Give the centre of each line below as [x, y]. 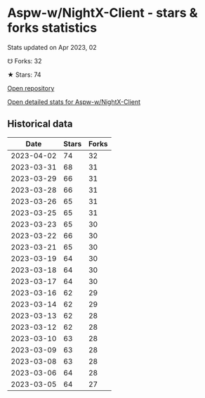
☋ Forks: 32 [25, 60]
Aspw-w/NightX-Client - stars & [102, 13]
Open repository [31, 88]
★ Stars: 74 [24, 75]
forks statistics [52, 28]
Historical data [40, 124]
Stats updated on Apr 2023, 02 [52, 47]
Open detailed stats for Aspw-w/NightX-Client [74, 102]
